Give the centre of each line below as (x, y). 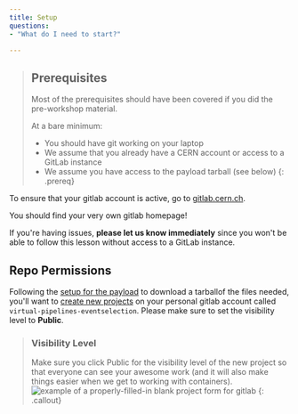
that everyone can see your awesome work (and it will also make (149, 372)
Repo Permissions (60, 270)
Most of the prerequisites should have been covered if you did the (152, 100)
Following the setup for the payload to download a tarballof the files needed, (149, 292)
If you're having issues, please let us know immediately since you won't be (148, 233)
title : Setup (33, 17)
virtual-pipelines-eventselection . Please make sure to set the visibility (142, 311)
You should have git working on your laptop (124, 143)
